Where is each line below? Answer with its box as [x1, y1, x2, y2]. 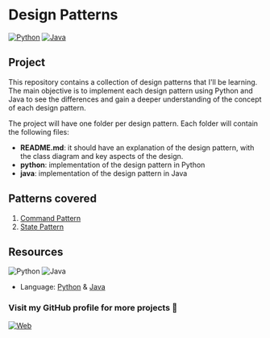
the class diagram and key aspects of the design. [19, 151, 184, 161]
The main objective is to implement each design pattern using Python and [8, 86, 253, 95]
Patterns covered [8, 192, 97, 206]
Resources [8, 244, 64, 259]
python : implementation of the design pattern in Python [19, 160, 206, 169]
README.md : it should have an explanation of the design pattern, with [19, 143, 255, 152]
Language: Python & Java [19, 282, 106, 292]
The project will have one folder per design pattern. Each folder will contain [8, 119, 259, 128]
